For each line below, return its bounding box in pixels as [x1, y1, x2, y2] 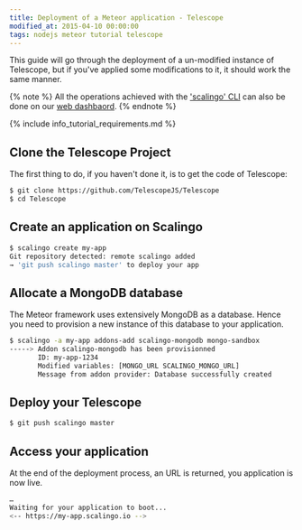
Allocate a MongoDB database [9, 285, 183, 301]
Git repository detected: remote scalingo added [9, 252, 196, 261]
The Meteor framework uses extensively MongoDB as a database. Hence [9, 309, 281, 321]
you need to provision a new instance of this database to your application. [9, 319, 284, 330]
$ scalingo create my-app [9, 243, 106, 253]
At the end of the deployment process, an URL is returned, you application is [9, 468, 294, 479]
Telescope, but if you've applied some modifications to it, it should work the [9, 64, 291, 75]
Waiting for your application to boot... [9, 503, 168, 512]
